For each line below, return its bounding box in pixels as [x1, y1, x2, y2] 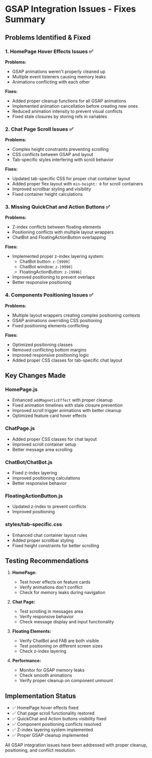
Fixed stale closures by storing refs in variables [12, 114, 108, 119]
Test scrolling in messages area [19, 608, 84, 615]
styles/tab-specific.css [5, 521, 63, 528]
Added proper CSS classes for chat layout [12, 436, 97, 442]
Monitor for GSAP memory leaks [19, 667, 85, 673]
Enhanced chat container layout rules [12, 532, 87, 538]
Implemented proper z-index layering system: [12, 253, 104, 259]
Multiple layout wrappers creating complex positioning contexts [12, 312, 140, 318]
